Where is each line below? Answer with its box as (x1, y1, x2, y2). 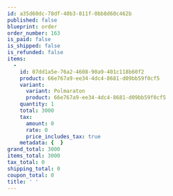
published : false (7, 17, 58, 24)
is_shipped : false (7, 42, 60, 49)
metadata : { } (19, 140, 64, 147)
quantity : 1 (19, 101, 54, 108)
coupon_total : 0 (7, 172, 54, 179)
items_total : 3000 (7, 152, 60, 160)
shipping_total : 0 (7, 165, 60, 172)
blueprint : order (7, 23, 58, 30)
